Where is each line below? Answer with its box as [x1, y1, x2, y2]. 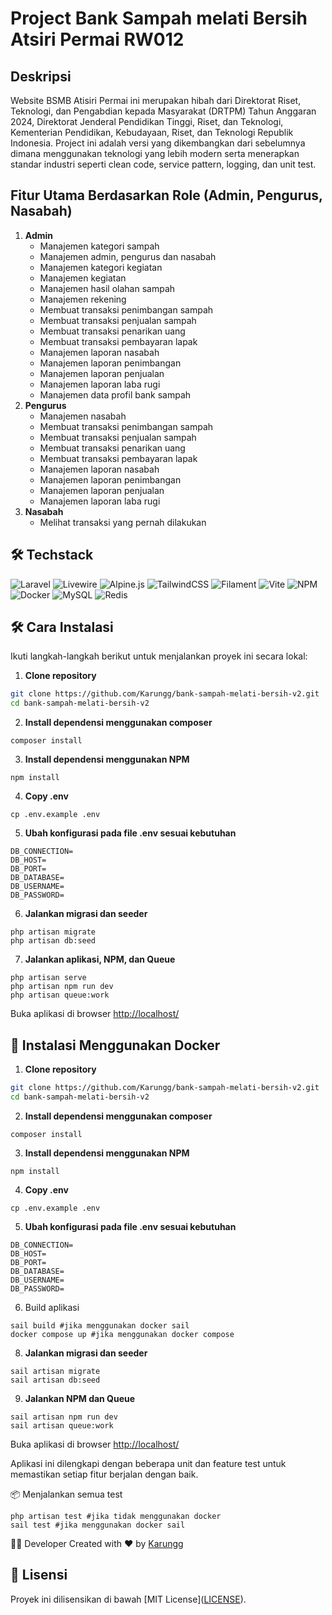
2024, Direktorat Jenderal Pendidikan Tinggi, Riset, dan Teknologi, [10, 116, 284, 127]
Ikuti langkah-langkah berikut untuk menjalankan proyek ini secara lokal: [10, 650, 308, 662]
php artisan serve [10, 973, 87, 983]
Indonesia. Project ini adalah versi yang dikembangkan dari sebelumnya [10, 137, 306, 149]
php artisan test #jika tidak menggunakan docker [10, 1511, 222, 1521]
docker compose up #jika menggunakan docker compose [10, 1329, 235, 1339]
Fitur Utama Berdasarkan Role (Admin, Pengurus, [10, 187, 323, 204]
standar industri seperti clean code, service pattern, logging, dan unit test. [10, 158, 317, 170]
